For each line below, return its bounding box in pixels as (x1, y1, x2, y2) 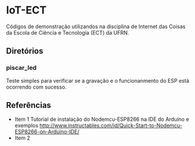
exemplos (14, 122, 39, 129)
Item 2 (14, 134, 31, 141)
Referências (6, 100, 52, 110)
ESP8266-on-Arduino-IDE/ (14, 128, 80, 135)
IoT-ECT (6, 4, 47, 17)
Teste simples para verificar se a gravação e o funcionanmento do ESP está (6, 77, 190, 84)
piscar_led (6, 64, 37, 72)
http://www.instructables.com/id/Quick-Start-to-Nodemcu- (39, 122, 183, 129)
